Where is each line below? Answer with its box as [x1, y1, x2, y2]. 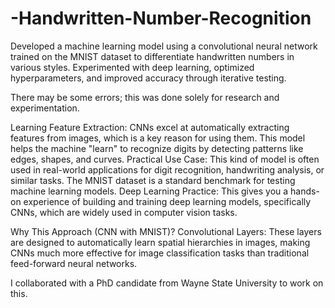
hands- [290, 185, 320, 197]
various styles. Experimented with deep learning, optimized [10, 61, 255, 73]
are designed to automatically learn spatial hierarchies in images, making [10, 236, 311, 248]
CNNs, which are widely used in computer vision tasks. [10, 206, 238, 218]
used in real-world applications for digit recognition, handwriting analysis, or [10, 163, 325, 176]
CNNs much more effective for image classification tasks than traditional [10, 247, 310, 259]
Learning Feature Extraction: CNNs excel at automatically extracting [10, 121, 290, 133]
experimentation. [10, 102, 80, 114]
